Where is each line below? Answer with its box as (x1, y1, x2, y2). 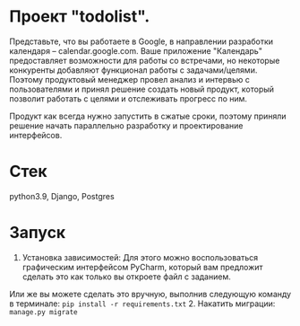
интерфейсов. (9, 129, 63, 140)
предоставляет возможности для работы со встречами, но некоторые (9, 55, 280, 66)
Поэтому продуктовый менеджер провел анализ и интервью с (9, 74, 251, 84)
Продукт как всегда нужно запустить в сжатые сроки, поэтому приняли (9, 110, 287, 121)
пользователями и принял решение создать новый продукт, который (9, 84, 275, 94)
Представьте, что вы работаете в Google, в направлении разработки (9, 36, 274, 47)
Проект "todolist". (9, 6, 150, 27)
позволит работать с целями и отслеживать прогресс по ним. (9, 93, 248, 104)
